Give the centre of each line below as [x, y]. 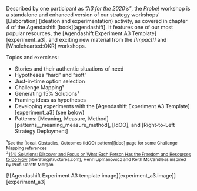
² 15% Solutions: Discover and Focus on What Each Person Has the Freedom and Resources [98, 154]
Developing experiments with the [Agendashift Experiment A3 [89, 106]
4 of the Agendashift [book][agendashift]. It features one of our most [90, 27]
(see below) [70, 112]
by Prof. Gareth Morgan [30, 165]
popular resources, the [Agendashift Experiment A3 [69, 33]
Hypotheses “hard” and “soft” [51, 75]
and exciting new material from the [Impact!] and [107, 40]
